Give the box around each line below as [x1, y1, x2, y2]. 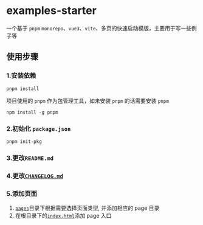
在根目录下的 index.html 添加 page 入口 [15, 212, 112, 220]
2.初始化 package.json [6, 124, 71, 133]
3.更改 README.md [6, 153, 53, 162]
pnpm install [6, 86, 40, 92]
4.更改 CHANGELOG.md [6, 171, 64, 180]
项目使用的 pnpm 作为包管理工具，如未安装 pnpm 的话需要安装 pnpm [6, 97, 169, 104]
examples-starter [6, 4, 97, 18]
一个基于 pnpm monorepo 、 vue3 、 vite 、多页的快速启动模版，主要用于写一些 [6, 24, 192, 32]
